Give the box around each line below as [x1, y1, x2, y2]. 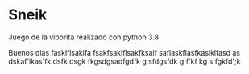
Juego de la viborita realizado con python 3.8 [8, 32, 160, 42]
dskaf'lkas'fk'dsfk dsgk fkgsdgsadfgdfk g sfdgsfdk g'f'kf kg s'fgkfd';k [8, 56, 241, 66]
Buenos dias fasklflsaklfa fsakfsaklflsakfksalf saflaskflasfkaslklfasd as [8, 47, 240, 57]
